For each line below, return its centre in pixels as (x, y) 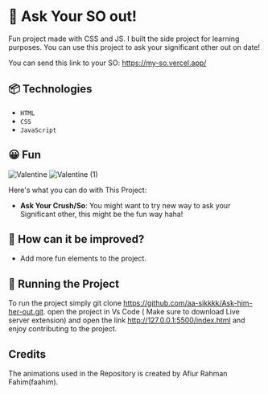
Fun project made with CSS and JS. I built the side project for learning (124, 39)
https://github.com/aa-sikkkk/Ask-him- (188, 303)
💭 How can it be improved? (76, 239)
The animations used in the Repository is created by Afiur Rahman (118, 373)
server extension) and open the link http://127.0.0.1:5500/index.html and (127, 320)
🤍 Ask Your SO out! (73, 16)
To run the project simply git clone (65, 303)
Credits (27, 354)
